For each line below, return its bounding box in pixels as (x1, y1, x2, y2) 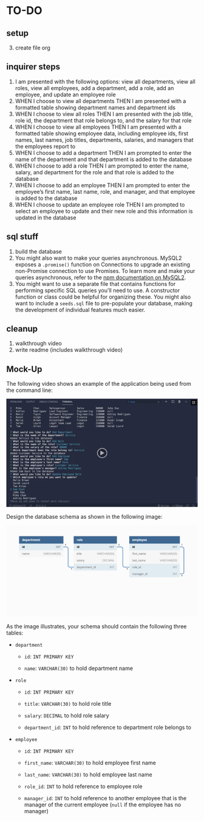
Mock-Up (6, 364, 42, 374)
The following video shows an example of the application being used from (6, 380, 191, 388)
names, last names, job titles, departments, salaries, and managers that (15, 136, 194, 143)
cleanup (6, 324, 38, 334)
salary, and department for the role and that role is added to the (15, 168, 174, 176)
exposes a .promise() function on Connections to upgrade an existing (15, 260, 190, 268)
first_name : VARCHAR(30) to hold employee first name (24, 759, 156, 767)
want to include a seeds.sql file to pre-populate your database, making (15, 299, 193, 307)
